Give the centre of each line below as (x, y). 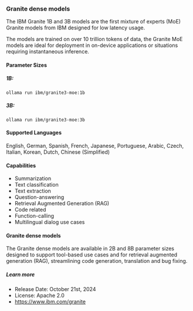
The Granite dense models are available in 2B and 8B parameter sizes (90, 249)
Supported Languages (34, 133)
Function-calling (34, 216)
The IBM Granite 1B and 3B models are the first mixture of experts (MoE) (93, 22)
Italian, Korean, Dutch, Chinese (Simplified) (58, 152)
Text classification (36, 185)
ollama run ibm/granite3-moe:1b (45, 93)
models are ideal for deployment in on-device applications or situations (92, 45)
